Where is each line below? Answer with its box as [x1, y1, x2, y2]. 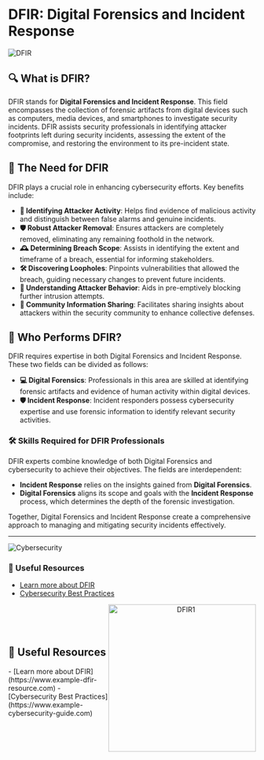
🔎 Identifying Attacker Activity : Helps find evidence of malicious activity [19, 206, 256, 215]
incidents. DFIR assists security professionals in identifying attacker [8, 122, 227, 131]
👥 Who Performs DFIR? [8, 330, 122, 343]
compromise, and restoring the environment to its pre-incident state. [8, 138, 230, 148]
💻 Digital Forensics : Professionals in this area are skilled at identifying [19, 376, 249, 385]
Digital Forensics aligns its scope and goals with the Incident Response [19, 488, 254, 497]
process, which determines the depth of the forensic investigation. [19, 497, 235, 506]
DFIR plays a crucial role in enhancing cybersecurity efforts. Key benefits [8, 182, 244, 192]
